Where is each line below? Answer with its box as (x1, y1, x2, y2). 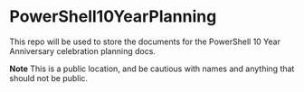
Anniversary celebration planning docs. (9, 45, 157, 56)
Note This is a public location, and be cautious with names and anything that (9, 63, 295, 74)
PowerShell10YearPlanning (9, 6, 217, 27)
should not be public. (9, 72, 89, 83)
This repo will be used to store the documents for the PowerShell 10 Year (9, 36, 280, 47)
